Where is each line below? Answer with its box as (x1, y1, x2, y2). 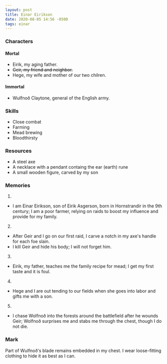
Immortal (5, 83, 25, 89)
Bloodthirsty (12, 135, 38, 141)
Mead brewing (12, 129, 42, 136)
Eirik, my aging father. (12, 61, 57, 68)
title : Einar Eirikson (5, 12, 52, 17)
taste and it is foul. (12, 269, 51, 275)
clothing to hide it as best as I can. (5, 352, 76, 359)
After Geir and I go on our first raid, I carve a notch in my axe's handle (12, 233, 156, 239)
